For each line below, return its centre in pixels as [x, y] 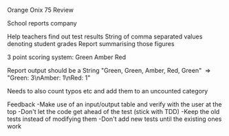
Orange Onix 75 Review [41, 10]
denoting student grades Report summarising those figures [91, 44]
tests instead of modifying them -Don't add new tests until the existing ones [115, 119]
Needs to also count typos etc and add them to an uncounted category [108, 91]
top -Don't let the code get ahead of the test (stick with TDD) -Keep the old [113, 112]
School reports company [42, 23]
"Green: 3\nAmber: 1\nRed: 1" [49, 78]
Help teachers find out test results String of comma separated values [105, 36]
